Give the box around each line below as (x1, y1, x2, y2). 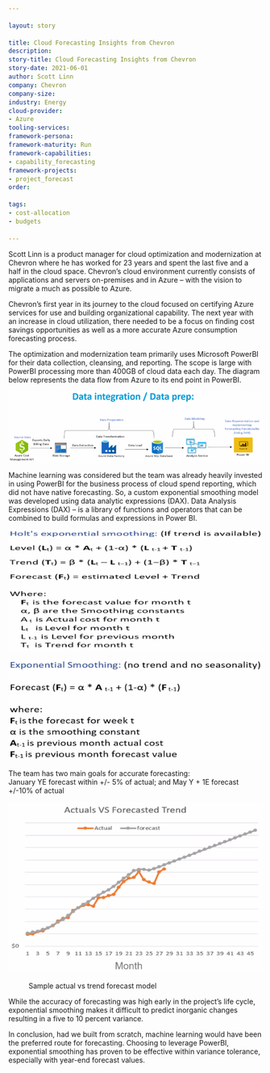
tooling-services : (8, 124, 70, 132)
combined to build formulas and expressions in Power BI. (8, 513, 197, 523)
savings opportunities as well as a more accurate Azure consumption (8, 325, 238, 334)
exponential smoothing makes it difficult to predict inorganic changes (8, 1005, 238, 1015)
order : (8, 183, 31, 191)
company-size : (8, 90, 56, 98)
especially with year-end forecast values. (8, 1054, 145, 1065)
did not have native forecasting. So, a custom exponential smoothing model (8, 488, 260, 497)
